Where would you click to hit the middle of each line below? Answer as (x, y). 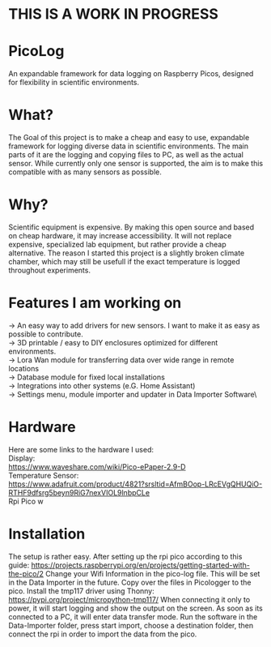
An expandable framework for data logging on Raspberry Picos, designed (131, 74)
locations (23, 368)
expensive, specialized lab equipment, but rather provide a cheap (117, 244)
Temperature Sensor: (44, 475)
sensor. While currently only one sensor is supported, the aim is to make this (136, 164)
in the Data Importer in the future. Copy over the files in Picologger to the (130, 582)
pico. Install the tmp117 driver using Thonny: (82, 591)
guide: (19, 565)
